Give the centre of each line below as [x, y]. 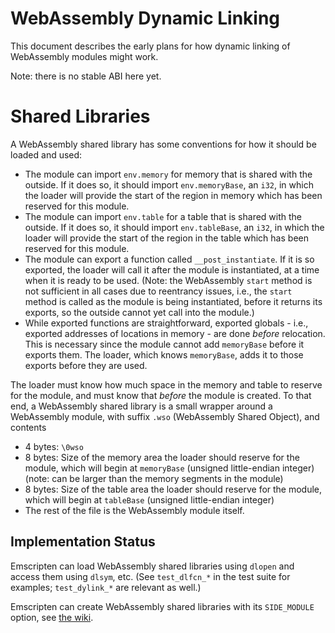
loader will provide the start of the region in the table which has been [166, 238]
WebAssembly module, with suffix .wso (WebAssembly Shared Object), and [165, 416]
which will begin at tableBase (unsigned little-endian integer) [149, 499]
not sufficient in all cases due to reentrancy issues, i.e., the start [158, 291]
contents [28, 427]
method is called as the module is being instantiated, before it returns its [173, 301]
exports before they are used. [86, 365]
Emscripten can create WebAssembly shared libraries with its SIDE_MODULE [162, 606]
